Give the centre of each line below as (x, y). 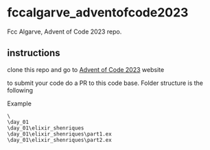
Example (20, 103)
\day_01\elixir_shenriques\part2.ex (59, 140)
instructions (34, 53)
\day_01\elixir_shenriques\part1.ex (59, 134)
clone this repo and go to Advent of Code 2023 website (86, 69)
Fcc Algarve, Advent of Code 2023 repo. (65, 32)
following (20, 90)
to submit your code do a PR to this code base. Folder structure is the (105, 83)
